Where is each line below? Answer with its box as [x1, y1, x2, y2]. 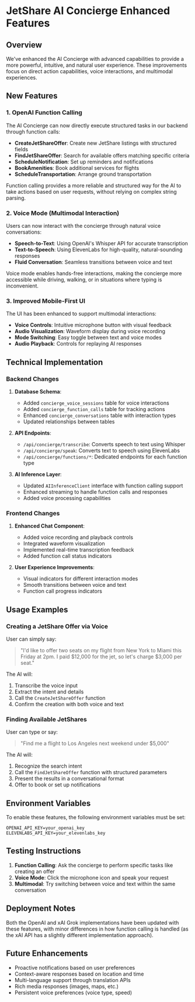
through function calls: [6, 128, 60, 135]
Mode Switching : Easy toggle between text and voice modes [14, 334, 162, 341]
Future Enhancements [6, 949, 89, 959]
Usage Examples [6, 604, 68, 614]
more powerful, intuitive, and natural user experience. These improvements [6, 61, 187, 69]
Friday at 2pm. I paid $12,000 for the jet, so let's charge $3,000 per [20, 653, 182, 660]
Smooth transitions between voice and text [23, 582, 127, 589]
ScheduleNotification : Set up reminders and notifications [14, 158, 154, 165]
